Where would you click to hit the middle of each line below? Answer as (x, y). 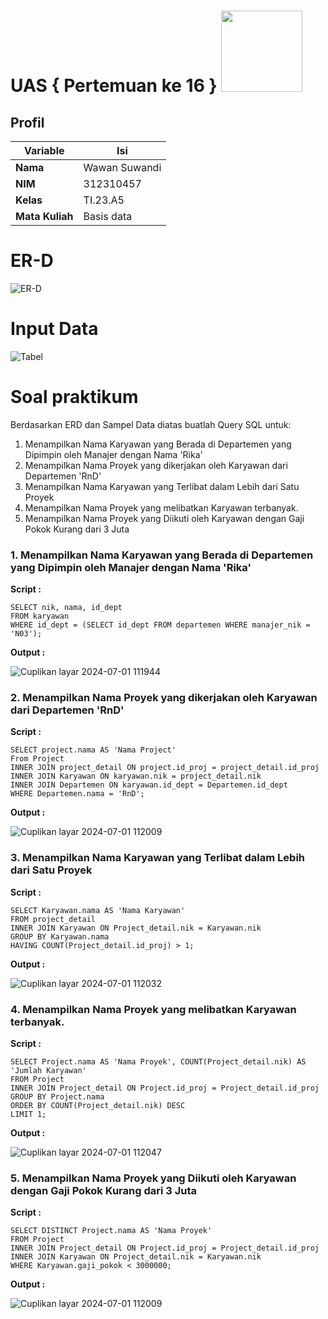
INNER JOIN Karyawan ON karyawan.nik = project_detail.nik (136, 776)
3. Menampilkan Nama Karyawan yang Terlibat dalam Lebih (157, 858)
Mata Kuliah (44, 216)
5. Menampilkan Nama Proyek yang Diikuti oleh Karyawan (153, 1178)
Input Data (54, 329)
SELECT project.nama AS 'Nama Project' (93, 750)
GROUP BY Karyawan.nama (60, 936)
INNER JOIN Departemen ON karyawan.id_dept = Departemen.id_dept (149, 785)
